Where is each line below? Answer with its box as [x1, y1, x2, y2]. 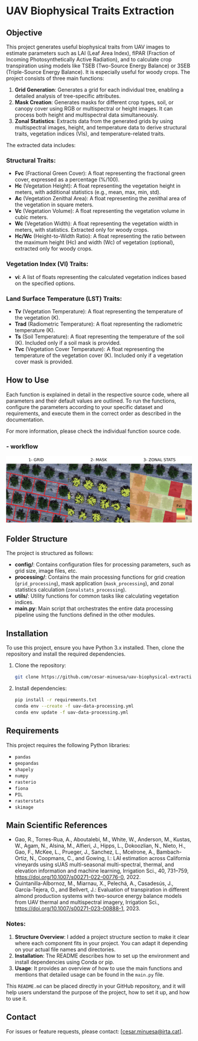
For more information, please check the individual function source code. [6, 427, 181, 434]
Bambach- [156, 848, 182, 855]
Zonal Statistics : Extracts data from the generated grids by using [14, 118, 174, 125]
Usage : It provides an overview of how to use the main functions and [14, 965, 183, 972]
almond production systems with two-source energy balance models [14, 893, 182, 900]
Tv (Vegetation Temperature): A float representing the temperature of [14, 307, 183, 314]
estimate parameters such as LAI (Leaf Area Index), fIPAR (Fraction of [6, 50, 175, 57]
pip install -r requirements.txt [14, 697, 97, 703]
